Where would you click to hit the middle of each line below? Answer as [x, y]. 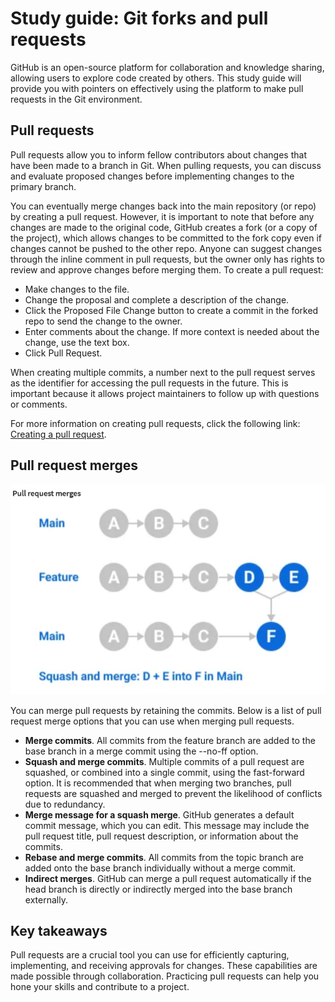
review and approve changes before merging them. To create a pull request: [167, 269]
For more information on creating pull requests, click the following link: [155, 423]
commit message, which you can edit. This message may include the [167, 825]
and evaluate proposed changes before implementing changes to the [152, 176]
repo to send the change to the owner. [103, 321]
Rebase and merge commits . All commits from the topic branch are [164, 857]
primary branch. [43, 186]
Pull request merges [74, 465]
